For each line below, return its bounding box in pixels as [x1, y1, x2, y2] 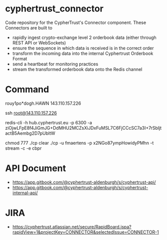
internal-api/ [12, 190, 38, 196]
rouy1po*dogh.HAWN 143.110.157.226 [5, 100, 81, 106]
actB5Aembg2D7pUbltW [5, 130, 56, 136]
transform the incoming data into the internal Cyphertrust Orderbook [12, 50, 154, 56]
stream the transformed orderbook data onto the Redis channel [12, 66, 143, 72]
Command [5, 84, 49, 95]
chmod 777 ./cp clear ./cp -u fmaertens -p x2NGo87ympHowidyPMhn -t [5, 140, 154, 146]
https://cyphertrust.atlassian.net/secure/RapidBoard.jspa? [12, 224, 132, 230]
